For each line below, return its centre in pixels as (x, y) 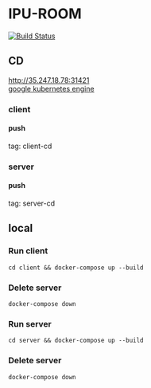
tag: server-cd (32, 203)
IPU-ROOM (45, 14)
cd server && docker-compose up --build (76, 341)
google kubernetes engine (51, 88)
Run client (28, 251)
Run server (30, 323)
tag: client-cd (30, 146)
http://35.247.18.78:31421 (49, 80)
